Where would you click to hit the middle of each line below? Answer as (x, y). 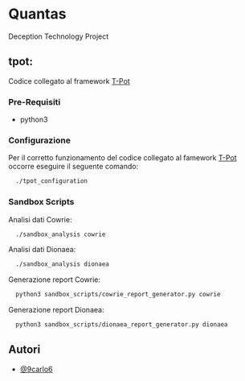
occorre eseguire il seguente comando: (73, 167)
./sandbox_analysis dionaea (63, 264)
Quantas (37, 14)
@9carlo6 (36, 369)
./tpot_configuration (52, 181)
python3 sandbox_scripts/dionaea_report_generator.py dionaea (122, 325)
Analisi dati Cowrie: (40, 219)
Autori (24, 350)
